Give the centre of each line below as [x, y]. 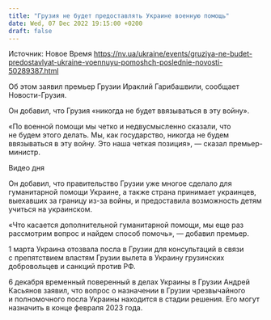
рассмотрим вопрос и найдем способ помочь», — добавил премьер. [129, 234]
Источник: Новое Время [50, 54]
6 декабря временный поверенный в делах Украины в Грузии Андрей [129, 282]
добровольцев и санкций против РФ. [72, 267]
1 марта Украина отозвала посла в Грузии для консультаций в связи [126, 249]
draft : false [30, 31]
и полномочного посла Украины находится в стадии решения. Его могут [134, 299]
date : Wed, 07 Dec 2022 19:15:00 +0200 [76, 23]
